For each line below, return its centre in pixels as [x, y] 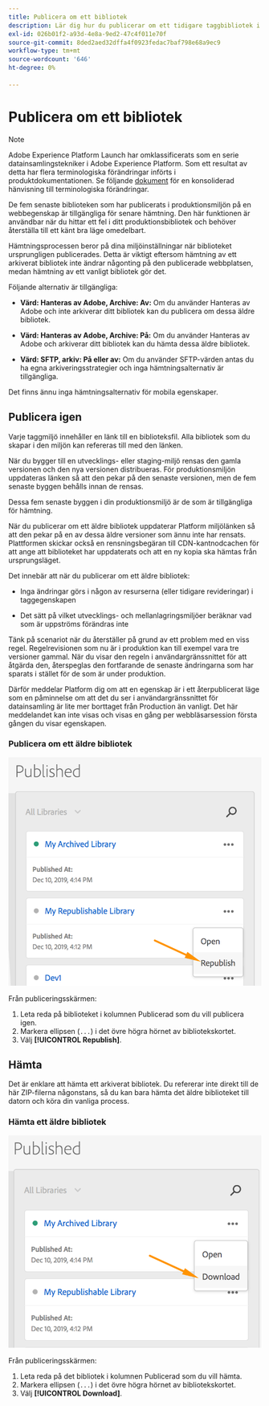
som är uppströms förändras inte [74, 623]
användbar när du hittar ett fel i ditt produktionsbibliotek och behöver [122, 222]
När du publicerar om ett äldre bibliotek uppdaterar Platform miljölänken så [132, 525]
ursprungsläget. [35, 560]
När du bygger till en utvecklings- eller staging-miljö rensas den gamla [125, 460]
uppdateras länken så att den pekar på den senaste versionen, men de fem [132, 477]
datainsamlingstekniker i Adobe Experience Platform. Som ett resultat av [128, 163]
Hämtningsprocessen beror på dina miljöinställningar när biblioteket [120, 246]
